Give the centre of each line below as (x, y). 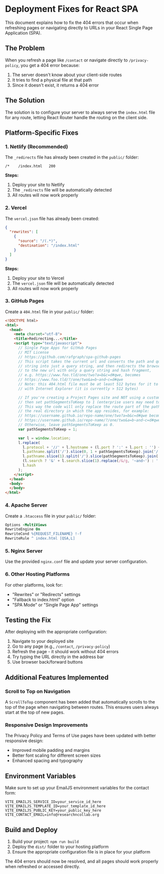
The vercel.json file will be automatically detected (63, 283)
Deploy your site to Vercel (38, 278)
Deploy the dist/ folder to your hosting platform (60, 847)
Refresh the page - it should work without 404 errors (65, 652)
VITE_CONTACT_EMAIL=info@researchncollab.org (52, 815)
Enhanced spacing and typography (47, 761)
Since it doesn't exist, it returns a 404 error (55, 85)
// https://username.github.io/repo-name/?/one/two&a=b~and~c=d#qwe (89, 420)
